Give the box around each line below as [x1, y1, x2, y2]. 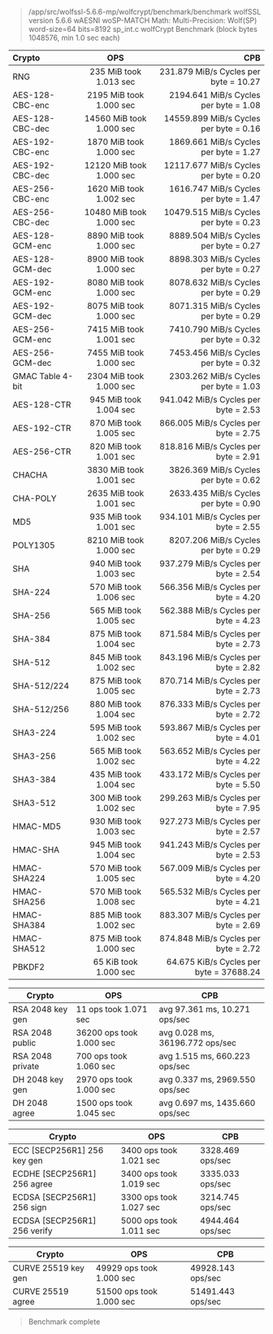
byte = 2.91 [215, 451, 261, 462]
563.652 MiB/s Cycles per [159, 746, 261, 756]
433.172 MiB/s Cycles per [159, 769, 261, 780]
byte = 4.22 [215, 755, 261, 767]
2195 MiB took [86, 90, 145, 100]
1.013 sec [96, 77, 136, 87]
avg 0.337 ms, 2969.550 [158, 1074, 256, 1085]
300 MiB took [89, 792, 142, 803]
